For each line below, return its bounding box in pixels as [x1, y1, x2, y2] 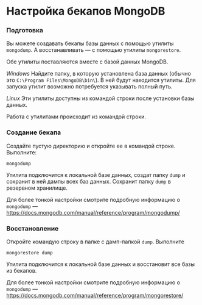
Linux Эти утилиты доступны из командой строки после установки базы [6, 95, 195, 102]
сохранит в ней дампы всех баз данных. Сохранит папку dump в [6, 178, 172, 185]
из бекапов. [6, 267, 37, 274]
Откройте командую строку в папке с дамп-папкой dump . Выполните [6, 238, 184, 245]
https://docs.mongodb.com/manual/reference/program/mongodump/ [6, 209, 181, 216]
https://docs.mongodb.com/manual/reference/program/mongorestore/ [6, 292, 184, 300]
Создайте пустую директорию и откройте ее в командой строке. [6, 142, 176, 149]
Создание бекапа [6, 128, 61, 137]
